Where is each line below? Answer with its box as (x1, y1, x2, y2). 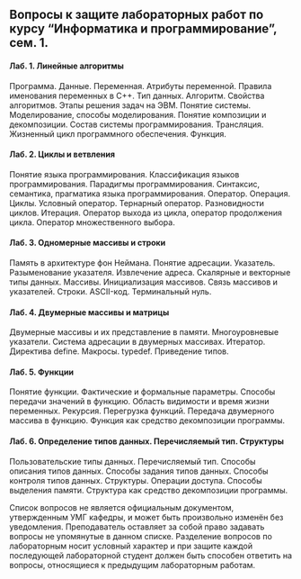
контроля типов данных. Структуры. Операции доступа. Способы (9, 475, 262, 485)
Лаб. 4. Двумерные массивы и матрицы (9, 306, 170, 318)
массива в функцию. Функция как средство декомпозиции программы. (9, 415, 286, 426)
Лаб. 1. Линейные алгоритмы (9, 60, 124, 71)
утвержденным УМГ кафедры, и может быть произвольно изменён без (9, 511, 284, 522)
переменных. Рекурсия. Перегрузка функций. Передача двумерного (9, 405, 275, 417)
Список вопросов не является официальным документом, (9, 502, 235, 512)
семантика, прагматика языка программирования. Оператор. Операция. (9, 188, 290, 199)
